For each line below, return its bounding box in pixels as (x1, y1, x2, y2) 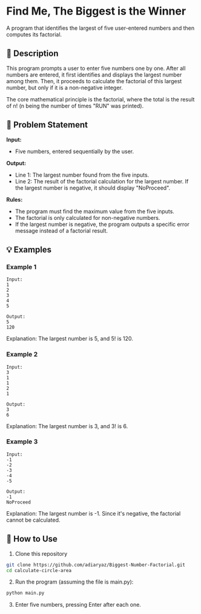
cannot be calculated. (6, 516, 61, 524)
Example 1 (6, 262, 37, 271)
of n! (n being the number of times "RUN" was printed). (6, 102, 144, 109)
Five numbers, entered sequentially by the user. (15, 148, 134, 155)
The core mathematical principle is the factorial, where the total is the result (6, 95, 195, 103)
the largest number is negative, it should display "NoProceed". (15, 184, 171, 191)
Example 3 (6, 437, 38, 446)
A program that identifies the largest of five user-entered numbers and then (6, 24, 195, 32)
